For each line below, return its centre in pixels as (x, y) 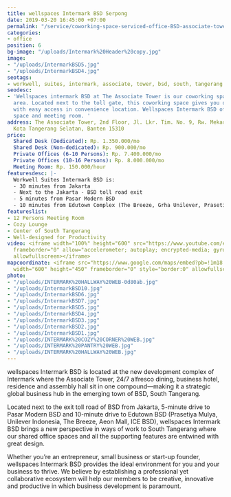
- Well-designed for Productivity (57, 237)
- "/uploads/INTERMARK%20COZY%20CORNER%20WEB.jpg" (81, 340)
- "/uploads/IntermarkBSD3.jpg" (53, 320)
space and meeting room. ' (52, 115)
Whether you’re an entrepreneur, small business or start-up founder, (104, 457)
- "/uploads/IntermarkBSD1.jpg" (53, 333)
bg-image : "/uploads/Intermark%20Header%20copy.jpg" (84, 52)
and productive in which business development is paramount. (94, 486)
